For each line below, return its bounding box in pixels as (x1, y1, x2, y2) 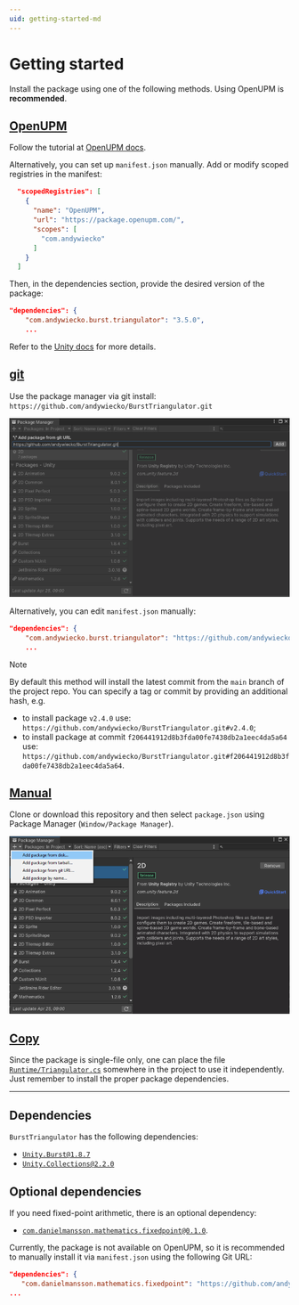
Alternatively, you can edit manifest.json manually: (9, 606, 197, 616)
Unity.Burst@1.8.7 (21, 1150, 91, 1160)
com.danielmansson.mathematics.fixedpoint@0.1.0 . (21, 1225, 209, 1236)
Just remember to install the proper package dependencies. (9, 1073, 230, 1084)
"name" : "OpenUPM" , (32, 206, 105, 216)
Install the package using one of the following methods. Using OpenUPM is (9, 83, 285, 94)
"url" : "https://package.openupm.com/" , (32, 216, 185, 224)
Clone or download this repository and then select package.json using (9, 809, 265, 820)
